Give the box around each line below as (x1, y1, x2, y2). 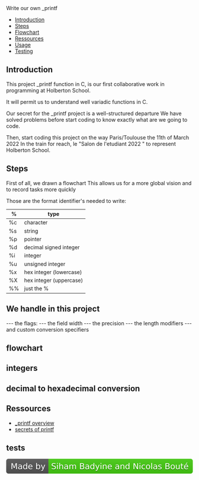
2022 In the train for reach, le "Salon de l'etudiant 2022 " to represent (6, 140, 176, 147)
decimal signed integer (24, 244, 80, 251)
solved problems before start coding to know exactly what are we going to (6, 116, 188, 123)
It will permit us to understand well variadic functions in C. (6, 98, 148, 105)
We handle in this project (6, 304, 100, 314)
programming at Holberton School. (6, 87, 91, 94)
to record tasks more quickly (6, 186, 76, 193)
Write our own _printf (6, 5, 58, 11)
